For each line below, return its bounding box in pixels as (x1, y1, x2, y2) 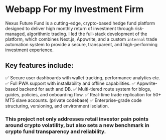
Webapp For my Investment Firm (5, 4, 144, 15)
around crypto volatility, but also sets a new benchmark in (5, 121, 149, 128)
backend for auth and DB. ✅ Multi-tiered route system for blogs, (19, 86, 151, 92)
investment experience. (5, 47, 54, 53)
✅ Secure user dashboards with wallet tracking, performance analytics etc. (5, 74, 160, 81)
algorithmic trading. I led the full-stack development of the (27, 31, 147, 37)
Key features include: (5, 61, 74, 70)
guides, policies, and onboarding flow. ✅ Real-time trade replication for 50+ (5, 91, 161, 97)
